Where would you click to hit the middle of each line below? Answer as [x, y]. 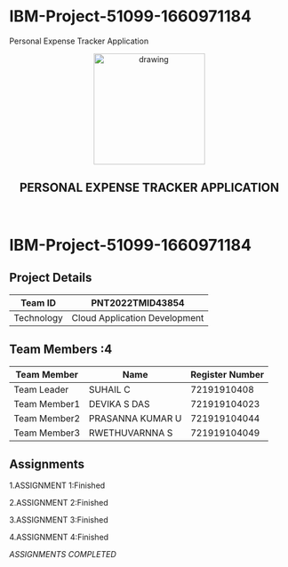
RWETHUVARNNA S [131, 433]
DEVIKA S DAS [119, 403]
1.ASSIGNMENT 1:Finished [57, 485]
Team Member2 [47, 418]
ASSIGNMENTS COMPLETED [63, 555]
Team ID [38, 302]
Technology [39, 317]
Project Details [51, 278]
